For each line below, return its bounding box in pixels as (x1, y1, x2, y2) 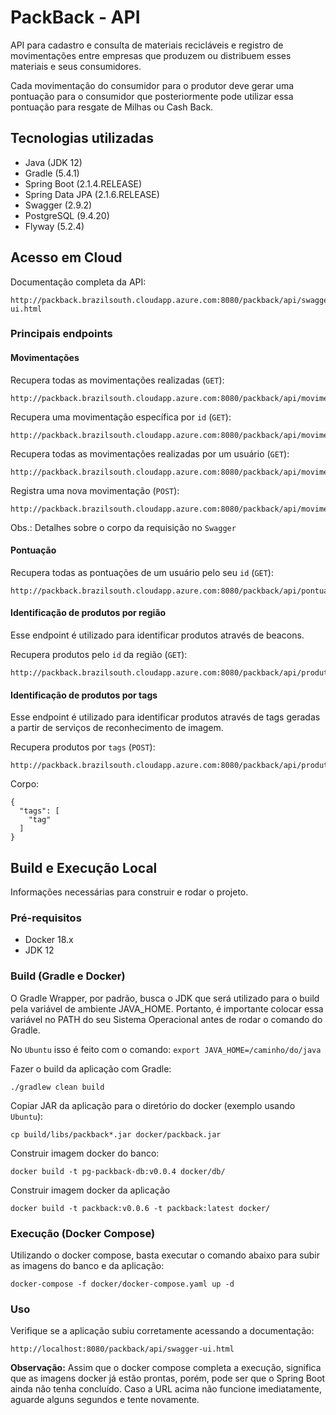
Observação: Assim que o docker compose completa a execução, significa (10, 1362, 322, 1374)
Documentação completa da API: (10, 276, 147, 288)
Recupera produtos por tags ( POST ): (10, 741, 156, 753)
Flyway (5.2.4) (24, 220, 85, 232)
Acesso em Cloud (10, 249, 123, 266)
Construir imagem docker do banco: (10, 1147, 160, 1159)
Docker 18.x (24, 934, 74, 946)
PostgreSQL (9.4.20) (24, 209, 110, 221)
